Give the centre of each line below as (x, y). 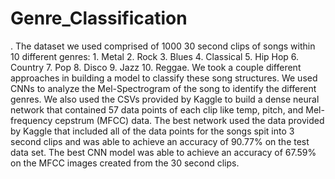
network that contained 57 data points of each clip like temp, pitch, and (157, 109)
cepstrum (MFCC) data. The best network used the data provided (189, 120)
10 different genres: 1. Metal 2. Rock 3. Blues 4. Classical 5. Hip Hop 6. (155, 56)
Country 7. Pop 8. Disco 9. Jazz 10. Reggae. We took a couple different (156, 67)
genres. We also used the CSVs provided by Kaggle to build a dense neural (165, 99)
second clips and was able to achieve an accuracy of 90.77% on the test (160, 141)
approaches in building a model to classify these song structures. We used (164, 78)
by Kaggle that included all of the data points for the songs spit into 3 (152, 131)
